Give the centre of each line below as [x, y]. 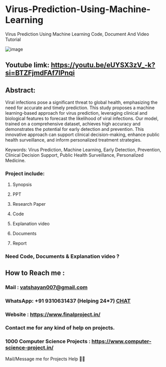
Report [19, 243]
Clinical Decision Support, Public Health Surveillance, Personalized [74, 155]
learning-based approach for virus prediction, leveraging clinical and [76, 113]
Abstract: [20, 90]
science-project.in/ [29, 348]
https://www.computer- [121, 341]
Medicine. [16, 161]
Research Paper [29, 204]
